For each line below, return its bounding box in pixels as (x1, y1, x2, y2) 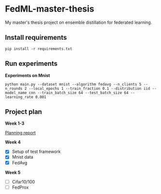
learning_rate (5, 95, 34, 99)
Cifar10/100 (12, 178, 35, 185)
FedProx (12, 184, 29, 190)
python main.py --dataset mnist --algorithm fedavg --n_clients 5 (5, 81, 142, 87)
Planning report (5, 130, 36, 136)
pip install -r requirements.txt (5, 46, 73, 51)
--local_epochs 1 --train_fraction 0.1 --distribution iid (29, 86, 150, 91)
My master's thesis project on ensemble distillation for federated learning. (5, 19, 152, 25)
